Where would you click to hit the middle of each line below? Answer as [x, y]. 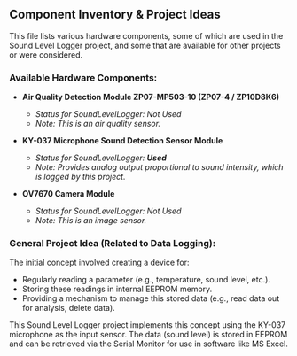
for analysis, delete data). [68, 308]
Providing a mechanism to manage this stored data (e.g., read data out [151, 298]
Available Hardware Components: [83, 77]
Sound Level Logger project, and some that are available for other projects [145, 45]
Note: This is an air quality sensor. [98, 124]
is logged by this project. [80, 177]
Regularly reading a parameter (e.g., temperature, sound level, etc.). [146, 280]
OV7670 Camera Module [68, 194]
